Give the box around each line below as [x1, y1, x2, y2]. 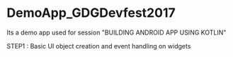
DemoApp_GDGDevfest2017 [6, 5, 176, 21]
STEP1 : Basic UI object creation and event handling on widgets [6, 42, 191, 50]
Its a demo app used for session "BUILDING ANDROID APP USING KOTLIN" [6, 28, 227, 37]
